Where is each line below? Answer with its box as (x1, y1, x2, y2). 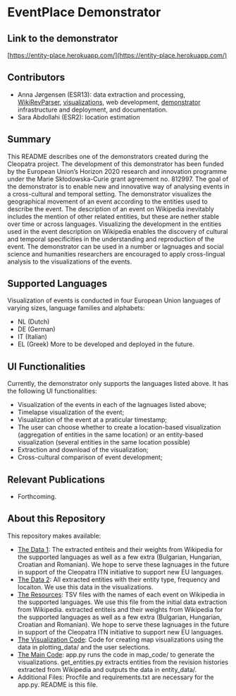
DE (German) (17, 325, 56, 334)
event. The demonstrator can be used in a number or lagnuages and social (7, 242, 224, 251)
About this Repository (7, 513, 106, 525)
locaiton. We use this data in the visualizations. (17, 582, 154, 591)
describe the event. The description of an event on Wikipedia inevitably (7, 204, 215, 213)
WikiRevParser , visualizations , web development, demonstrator (17, 98, 201, 106)
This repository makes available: (7, 531, 101, 540)
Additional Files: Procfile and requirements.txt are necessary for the (17, 673, 214, 681)
